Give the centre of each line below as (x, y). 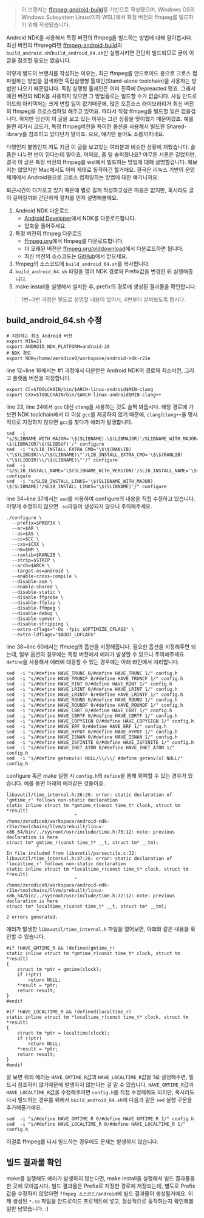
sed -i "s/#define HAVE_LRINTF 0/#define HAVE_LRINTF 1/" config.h (95, 695)
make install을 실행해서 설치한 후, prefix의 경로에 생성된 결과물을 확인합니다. (106, 287)
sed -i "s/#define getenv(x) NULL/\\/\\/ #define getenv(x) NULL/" (95, 758)
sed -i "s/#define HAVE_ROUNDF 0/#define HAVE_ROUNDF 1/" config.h (95, 705)
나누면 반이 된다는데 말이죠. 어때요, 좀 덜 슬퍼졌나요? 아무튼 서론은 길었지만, (107, 155)
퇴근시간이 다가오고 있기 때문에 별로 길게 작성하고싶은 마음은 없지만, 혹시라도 (97, 190)
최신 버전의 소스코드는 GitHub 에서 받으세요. (76, 256)
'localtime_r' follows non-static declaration (66, 864)
